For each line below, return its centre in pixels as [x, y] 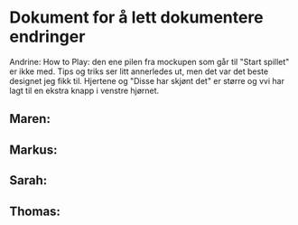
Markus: [33, 150]
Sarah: [28, 180]
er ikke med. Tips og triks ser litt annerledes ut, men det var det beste [139, 71]
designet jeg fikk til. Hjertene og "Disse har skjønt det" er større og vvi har [147, 80]
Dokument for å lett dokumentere [136, 18]
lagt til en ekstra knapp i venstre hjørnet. [84, 90]
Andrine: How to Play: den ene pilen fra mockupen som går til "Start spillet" [149, 61]
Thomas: [35, 211]
